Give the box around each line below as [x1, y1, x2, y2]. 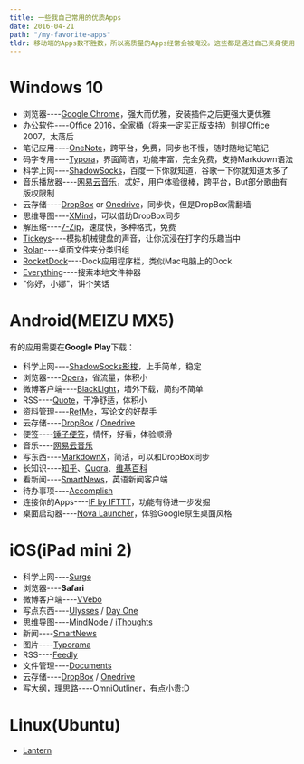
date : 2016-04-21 [9, 22, 75, 31]
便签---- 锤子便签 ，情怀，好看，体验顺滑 [22, 429, 173, 440]
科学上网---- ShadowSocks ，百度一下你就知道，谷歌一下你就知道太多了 [22, 165, 290, 177]
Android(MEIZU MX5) [9, 310, 175, 331]
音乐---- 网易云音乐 [22, 440, 93, 451]
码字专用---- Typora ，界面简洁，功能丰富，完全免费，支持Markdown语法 [22, 154, 294, 165]
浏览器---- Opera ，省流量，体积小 [22, 372, 148, 383]
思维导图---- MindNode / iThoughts [22, 616, 154, 627]
